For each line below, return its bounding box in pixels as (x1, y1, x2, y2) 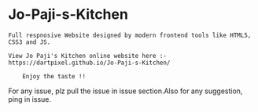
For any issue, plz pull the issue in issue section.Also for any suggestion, (8, 86, 243, 96)
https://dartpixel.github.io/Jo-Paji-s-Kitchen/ (8, 59, 171, 67)
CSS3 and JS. (8, 38, 51, 46)
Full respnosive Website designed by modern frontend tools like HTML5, (8, 31, 252, 39)
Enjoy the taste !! (22, 72, 87, 80)
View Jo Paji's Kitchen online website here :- (8, 52, 168, 60)
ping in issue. (8, 94, 52, 103)
